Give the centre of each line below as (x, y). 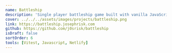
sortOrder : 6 (19, 38)
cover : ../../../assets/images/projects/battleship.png (66, 19)
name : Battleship (24, 10)
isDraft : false (21, 33)
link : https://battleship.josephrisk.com (50, 24)
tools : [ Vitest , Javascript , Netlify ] (47, 43)
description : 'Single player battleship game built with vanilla (76, 15)
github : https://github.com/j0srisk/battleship (57, 29)
